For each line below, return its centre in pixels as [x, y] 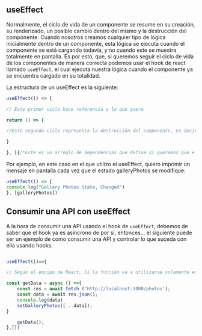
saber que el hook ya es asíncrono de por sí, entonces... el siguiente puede [99, 232]
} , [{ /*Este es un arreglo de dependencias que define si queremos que [98, 153]
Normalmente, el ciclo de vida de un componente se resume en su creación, [101, 24]
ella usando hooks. [29, 245]
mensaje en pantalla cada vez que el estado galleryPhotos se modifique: [96, 170]
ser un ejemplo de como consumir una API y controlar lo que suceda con [96, 239]
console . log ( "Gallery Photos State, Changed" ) [66, 187]
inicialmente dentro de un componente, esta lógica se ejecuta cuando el [96, 43]
